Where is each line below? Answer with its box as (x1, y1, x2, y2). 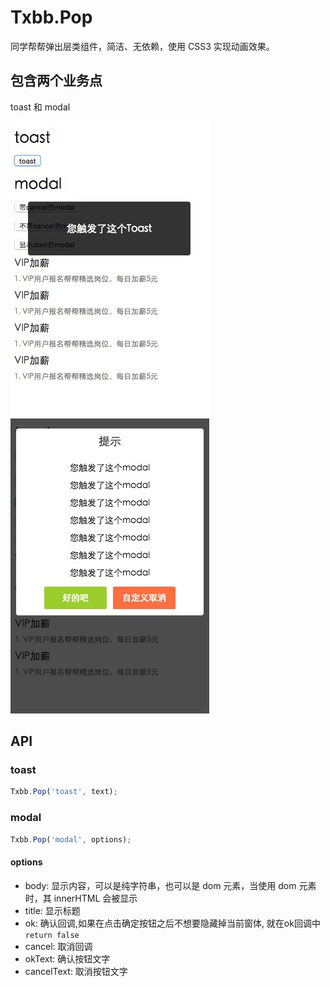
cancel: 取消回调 (24, 940, 93, 952)
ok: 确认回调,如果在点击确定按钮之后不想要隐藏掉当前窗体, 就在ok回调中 (24, 917, 321, 929)
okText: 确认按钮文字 (24, 952, 111, 965)
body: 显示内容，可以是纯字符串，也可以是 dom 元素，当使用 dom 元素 (24, 879, 317, 891)
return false (24, 930, 80, 940)
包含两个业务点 (10, 72, 103, 90)
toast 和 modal (10, 101, 71, 113)
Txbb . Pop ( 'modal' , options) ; (10, 834, 132, 845)
